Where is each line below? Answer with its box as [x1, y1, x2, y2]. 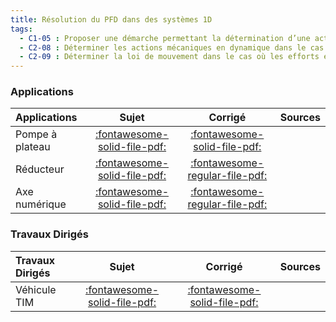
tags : [10, 24, 33, 34]
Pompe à [15, 127, 58, 141]
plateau [15, 140, 51, 154]
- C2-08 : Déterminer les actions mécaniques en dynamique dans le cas [19, 42, 325, 53]
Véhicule [15, 282, 57, 296]
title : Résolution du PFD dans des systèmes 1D [10, 14, 213, 25]
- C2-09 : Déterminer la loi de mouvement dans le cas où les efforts [19, 52, 320, 62]
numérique [15, 197, 67, 211]
